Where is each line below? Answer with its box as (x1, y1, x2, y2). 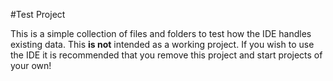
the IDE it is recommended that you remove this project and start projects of (10, 49, 323, 61)
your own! (10, 60, 52, 71)
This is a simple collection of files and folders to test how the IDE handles (10, 28, 312, 39)
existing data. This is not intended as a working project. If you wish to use (10, 39, 315, 50)
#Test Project (10, 9, 66, 20)
